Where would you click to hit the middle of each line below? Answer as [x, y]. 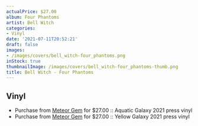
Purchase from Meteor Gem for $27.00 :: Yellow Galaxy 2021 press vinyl [102, 117]
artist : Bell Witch [30, 22]
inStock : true [24, 61]
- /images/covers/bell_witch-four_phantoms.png [66, 56]
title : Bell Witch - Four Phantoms [50, 72]
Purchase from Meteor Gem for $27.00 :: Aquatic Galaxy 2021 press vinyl [103, 111]
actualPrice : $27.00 [32, 12]
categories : [21, 28]
